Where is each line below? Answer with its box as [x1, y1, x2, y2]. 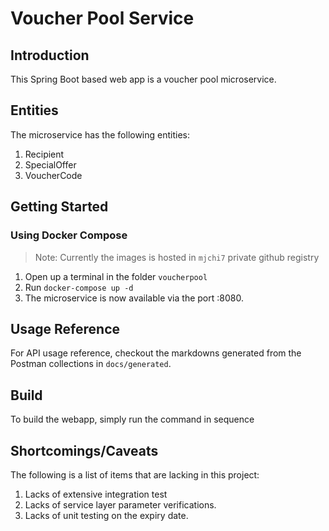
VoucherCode [24, 169, 83, 181]
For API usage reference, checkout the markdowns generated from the [10, 347, 302, 359]
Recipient [24, 148, 65, 160]
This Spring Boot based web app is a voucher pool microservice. [10, 73, 277, 85]
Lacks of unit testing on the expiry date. [24, 509, 189, 521]
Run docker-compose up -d [24, 281, 134, 293]
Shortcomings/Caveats [10, 442, 159, 459]
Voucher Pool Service [10, 7, 195, 30]
